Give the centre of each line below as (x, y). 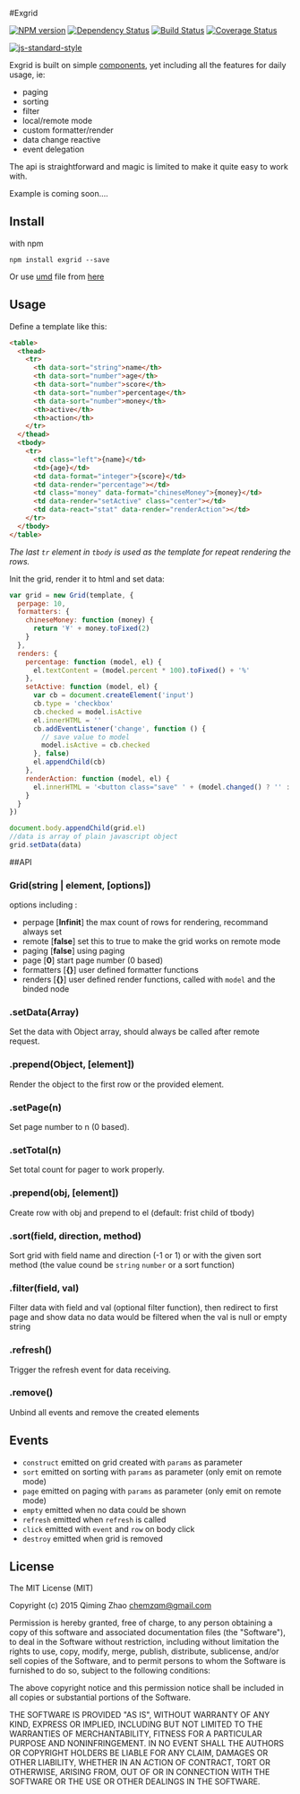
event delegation (53, 149)
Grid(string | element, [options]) (80, 885)
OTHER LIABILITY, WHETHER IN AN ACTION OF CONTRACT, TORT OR (140, 1763)
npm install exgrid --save (60, 259)
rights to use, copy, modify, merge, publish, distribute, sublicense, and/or (144, 1651)
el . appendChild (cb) (69, 762)
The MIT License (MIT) (51, 1588)
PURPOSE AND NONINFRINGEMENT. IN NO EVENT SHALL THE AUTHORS (147, 1744)
